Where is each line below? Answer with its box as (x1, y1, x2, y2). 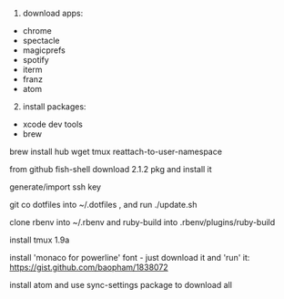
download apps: (22, 8, 84, 18)
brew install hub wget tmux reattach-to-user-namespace (9, 146, 223, 157)
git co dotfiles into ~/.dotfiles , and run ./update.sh (9, 200, 198, 210)
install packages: (22, 101, 86, 112)
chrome (22, 26, 52, 36)
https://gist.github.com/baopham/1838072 (9, 262, 168, 273)
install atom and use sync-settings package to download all (9, 280, 232, 290)
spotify (22, 55, 50, 65)
